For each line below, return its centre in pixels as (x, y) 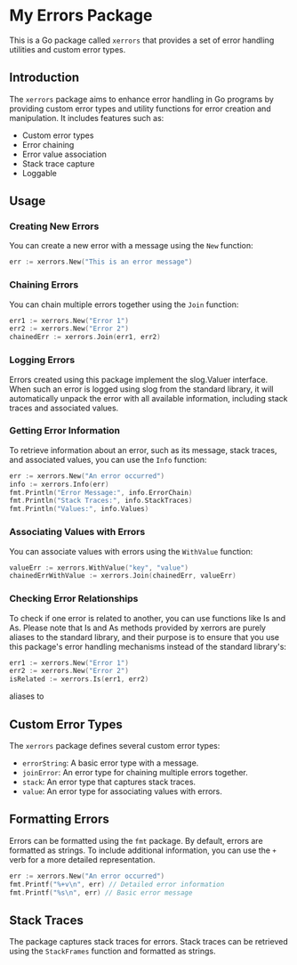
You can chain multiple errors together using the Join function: (124, 304)
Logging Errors (42, 360)
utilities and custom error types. (68, 49)
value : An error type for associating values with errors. (122, 791)
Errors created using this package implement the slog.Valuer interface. (139, 379)
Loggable (40, 173)
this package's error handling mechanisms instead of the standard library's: (148, 646)
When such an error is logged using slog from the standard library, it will (141, 389)
